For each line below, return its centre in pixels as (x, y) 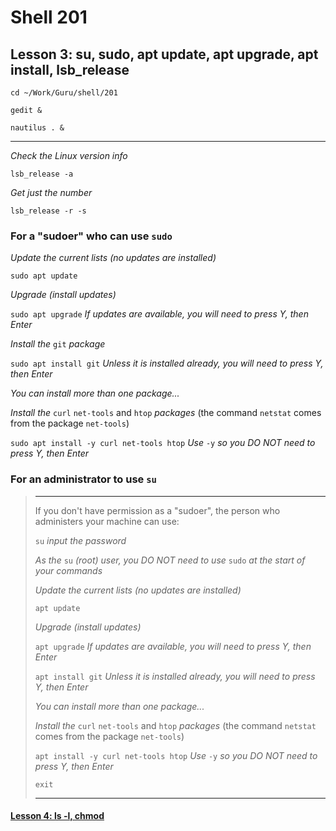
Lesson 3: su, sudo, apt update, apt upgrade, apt (164, 54)
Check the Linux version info (69, 155)
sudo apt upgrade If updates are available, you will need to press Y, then (159, 314)
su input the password (80, 540)
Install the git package (58, 344)
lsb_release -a (42, 174)
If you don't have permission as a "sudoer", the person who (157, 510)
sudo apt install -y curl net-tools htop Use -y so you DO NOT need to (163, 443)
